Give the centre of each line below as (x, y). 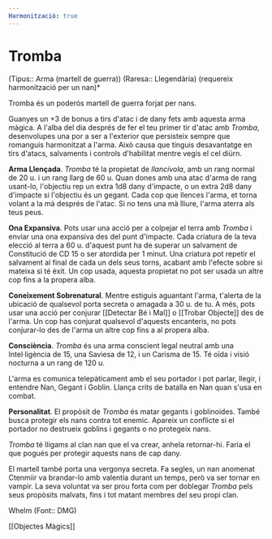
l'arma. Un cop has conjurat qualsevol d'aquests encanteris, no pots (123, 321)
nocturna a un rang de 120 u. (57, 363)
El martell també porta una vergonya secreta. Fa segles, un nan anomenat (132, 468)
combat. (22, 395)
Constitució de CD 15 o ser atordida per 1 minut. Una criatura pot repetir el (132, 253)
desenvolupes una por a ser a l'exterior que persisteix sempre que (119, 136)
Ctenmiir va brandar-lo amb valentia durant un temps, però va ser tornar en (134, 477)
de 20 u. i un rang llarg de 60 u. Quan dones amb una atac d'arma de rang (133, 177)
